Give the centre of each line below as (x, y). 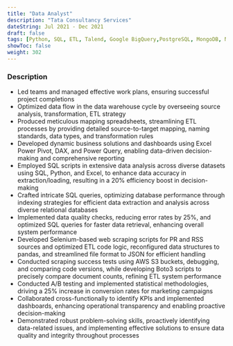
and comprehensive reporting (82, 158)
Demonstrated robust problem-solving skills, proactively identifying (113, 321)
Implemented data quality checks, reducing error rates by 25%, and (114, 217)
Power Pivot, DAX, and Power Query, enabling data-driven (100, 151)
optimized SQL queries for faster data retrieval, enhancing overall (111, 225)
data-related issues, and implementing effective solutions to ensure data (121, 328)
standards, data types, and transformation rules (85, 136)
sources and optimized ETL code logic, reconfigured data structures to (118, 247)
